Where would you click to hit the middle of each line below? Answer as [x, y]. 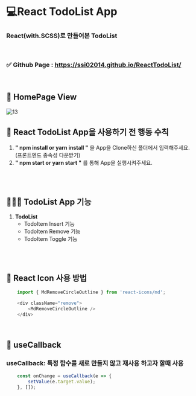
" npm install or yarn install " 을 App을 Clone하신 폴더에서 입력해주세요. [102, 148]
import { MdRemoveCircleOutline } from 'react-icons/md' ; [91, 292]
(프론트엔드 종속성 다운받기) [48, 155]
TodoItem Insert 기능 [49, 224]
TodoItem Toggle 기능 [51, 239]
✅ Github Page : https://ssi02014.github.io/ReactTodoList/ [94, 65]
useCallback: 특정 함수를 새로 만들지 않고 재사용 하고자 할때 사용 [95, 363]
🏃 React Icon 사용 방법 [47, 278]
